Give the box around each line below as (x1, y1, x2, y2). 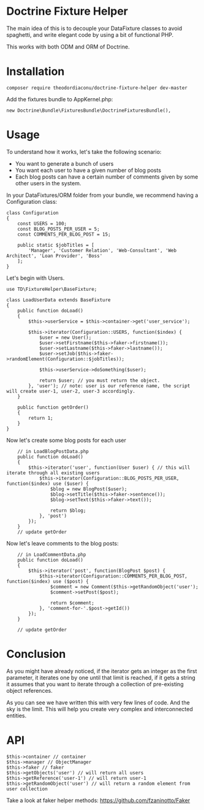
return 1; (28, 415, 53, 421)
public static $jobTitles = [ (17, 242, 95, 248)
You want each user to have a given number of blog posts (15, 166, 161, 174)
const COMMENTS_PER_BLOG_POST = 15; (17, 231, 111, 237)
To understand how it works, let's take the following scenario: (6, 148, 162, 155)
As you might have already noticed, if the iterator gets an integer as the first (6, 667, 197, 674)
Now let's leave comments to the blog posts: (6, 539, 119, 547)
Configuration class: (6, 198, 58, 205)
